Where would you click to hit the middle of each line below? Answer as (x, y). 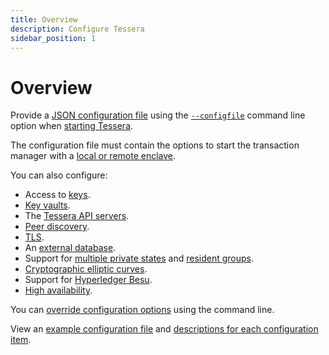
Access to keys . (57, 195)
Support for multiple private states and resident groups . (139, 258)
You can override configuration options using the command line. (142, 310)
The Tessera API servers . (77, 216)
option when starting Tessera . (72, 126)
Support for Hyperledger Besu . (88, 280)
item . (21, 340)
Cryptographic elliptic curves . (86, 269)
